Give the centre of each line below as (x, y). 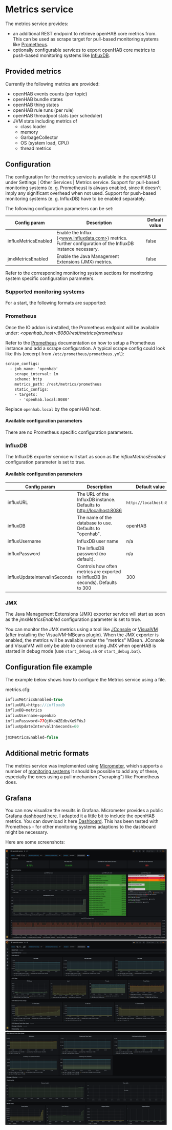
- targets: (26, 394)
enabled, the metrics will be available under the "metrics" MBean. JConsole (85, 640)
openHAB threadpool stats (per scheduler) (58, 115)
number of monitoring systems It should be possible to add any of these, (82, 771)
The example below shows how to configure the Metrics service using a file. (86, 679)
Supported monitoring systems (45, 292)
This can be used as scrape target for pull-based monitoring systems (85, 39)
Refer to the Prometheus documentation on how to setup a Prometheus (80, 342)
